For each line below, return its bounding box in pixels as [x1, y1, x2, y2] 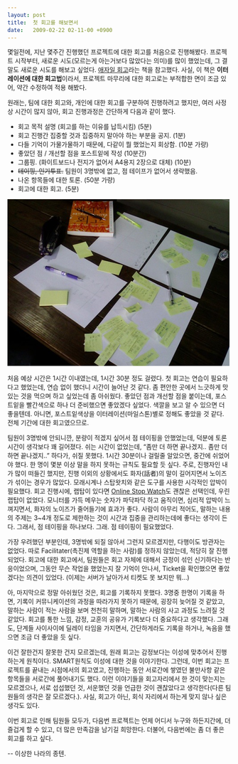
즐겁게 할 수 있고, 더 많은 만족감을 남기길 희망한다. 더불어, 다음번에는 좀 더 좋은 [7, 726, 225, 734]
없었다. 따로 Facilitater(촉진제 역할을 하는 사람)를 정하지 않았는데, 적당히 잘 [7, 546, 215, 555]
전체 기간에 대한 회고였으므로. [7, 418, 90, 427]
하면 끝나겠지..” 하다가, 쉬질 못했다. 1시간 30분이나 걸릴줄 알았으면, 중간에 [7, 452, 211, 460]
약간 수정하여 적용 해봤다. [16, 83, 87, 92]
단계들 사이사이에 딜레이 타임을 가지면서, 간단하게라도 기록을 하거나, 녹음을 [16, 624, 224, 632]
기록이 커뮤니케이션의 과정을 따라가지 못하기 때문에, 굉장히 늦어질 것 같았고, [16, 598, 225, 606]
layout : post [7, 11, 46, 18]
